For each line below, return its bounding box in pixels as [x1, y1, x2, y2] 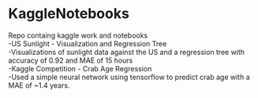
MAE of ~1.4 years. [8, 80, 70, 90]
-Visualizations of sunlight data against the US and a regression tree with [8, 47, 245, 56]
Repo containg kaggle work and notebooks [8, 31, 148, 40]
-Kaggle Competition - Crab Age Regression [8, 64, 152, 73]
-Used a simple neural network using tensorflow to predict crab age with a [8, 72, 250, 82]
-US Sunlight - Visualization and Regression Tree [8, 38, 167, 48]
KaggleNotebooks [8, 5, 130, 23]
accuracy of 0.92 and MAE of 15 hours [8, 56, 133, 65]
